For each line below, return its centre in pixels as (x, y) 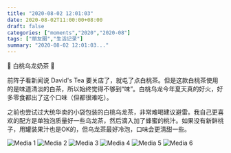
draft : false (26, 26)
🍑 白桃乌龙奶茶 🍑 (31, 66)
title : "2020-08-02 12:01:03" (51, 13)
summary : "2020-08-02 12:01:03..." (58, 45)
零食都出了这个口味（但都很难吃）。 (63, 97)
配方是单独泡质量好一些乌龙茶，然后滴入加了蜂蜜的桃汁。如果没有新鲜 (118, 120)
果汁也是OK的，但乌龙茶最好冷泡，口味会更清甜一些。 (114, 129)
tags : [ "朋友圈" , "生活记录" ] (45, 39)
